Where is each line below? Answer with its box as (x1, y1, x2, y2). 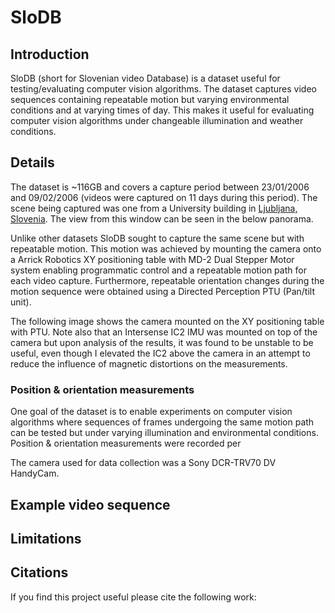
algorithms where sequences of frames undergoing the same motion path (10, 416, 315, 428)
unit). (10, 296, 32, 308)
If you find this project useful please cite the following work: (10, 591, 257, 603)
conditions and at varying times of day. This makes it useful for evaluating (10, 104, 315, 116)
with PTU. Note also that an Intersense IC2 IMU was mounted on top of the (10, 326, 318, 338)
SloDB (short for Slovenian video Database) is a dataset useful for (10, 72, 281, 84)
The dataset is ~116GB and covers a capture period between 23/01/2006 (10, 181, 310, 193)
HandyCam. (10, 467, 60, 480)
